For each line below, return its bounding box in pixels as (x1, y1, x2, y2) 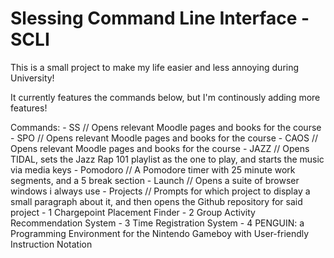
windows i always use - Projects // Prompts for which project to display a (10, 185, 311, 197)
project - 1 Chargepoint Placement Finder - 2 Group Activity (10, 206, 256, 218)
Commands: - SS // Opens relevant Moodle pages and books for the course (10, 121, 322, 133)
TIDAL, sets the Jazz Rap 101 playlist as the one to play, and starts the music (10, 153, 325, 165)
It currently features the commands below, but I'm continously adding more (10, 91, 321, 103)
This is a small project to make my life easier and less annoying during (10, 61, 300, 73)
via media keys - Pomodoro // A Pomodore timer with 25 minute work (10, 163, 296, 176)
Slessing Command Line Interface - (10, 7, 310, 30)
